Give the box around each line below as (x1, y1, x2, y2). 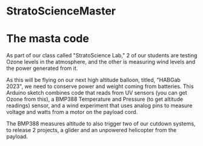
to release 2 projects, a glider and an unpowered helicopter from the (6, 127, 177, 134)
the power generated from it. (6, 65, 78, 72)
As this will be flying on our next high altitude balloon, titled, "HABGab (6, 77, 181, 84)
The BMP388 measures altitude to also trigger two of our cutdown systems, (6, 120, 196, 127)
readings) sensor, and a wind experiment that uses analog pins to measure (6, 102, 193, 109)
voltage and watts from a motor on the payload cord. (6, 109, 138, 116)
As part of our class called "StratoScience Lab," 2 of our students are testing (6, 52, 198, 59)
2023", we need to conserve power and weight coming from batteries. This (6, 83, 194, 90)
